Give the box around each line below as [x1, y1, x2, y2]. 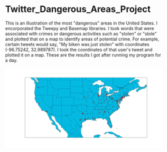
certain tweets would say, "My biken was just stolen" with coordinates [5, 41, 149, 47]
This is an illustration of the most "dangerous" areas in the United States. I [5, 20, 157, 26]
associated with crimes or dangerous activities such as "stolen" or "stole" [5, 30, 157, 36]
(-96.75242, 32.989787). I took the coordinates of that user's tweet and [5, 46, 152, 52]
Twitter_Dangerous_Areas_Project [5, 3, 151, 15]
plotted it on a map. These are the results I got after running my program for [5, 51, 161, 58]
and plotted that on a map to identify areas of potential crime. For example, [5, 36, 159, 42]
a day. [5, 57, 18, 63]
